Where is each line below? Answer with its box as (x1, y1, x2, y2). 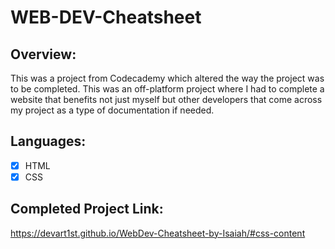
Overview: (10, 46, 77, 63)
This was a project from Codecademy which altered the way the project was (10, 72, 325, 84)
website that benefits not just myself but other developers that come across (10, 94, 323, 105)
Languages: (10, 133, 87, 150)
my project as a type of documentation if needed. (10, 104, 215, 116)
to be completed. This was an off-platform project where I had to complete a (10, 83, 325, 95)
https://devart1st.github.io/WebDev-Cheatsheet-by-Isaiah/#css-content (10, 227, 306, 239)
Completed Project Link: (10, 201, 164, 218)
